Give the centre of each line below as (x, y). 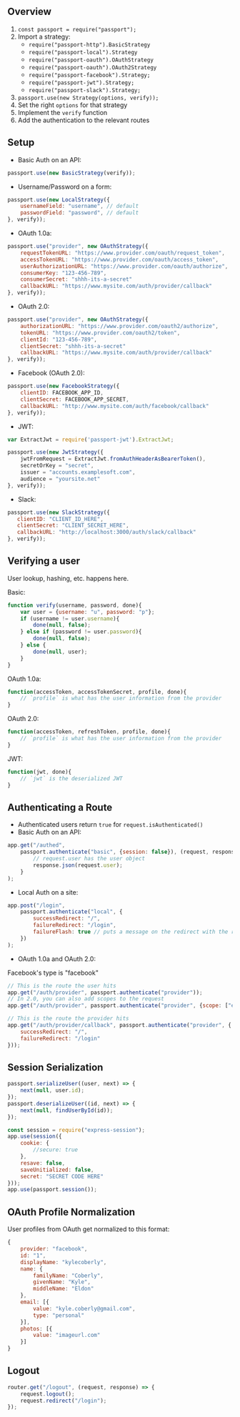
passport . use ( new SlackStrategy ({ (59, 512)
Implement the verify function (62, 112)
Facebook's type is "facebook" (53, 973)
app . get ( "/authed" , (36, 845)
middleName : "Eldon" (64, 1289)
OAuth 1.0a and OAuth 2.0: (57, 959)
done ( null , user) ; (60, 652)
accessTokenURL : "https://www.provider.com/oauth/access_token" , (120, 259)
